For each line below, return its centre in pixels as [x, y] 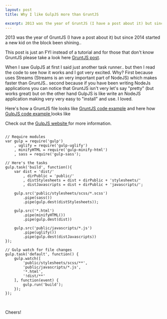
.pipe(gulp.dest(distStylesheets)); [61, 202]
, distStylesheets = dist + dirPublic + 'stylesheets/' [82, 180]
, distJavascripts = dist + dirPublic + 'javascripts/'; [83, 185]
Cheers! [13, 312]
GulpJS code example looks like [38, 114]
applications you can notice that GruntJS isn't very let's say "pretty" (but [80, 88]
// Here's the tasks [27, 163]
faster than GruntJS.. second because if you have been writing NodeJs [78, 83]
